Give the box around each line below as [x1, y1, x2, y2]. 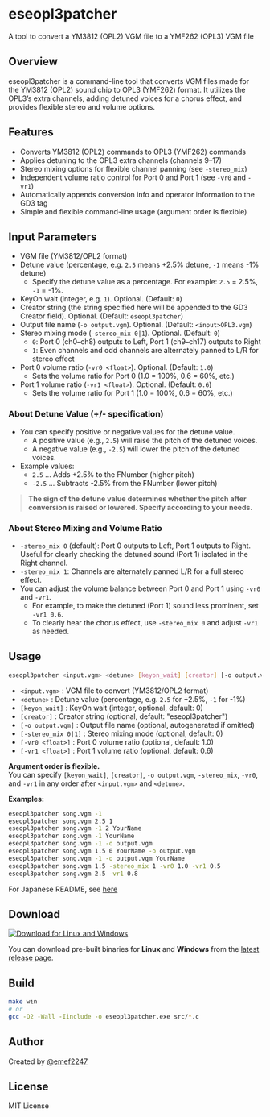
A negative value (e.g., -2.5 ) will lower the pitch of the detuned [31, 444, 240, 454]
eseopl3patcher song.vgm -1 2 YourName [8, 824, 142, 833]
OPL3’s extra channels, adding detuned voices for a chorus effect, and [8, 93, 243, 103]
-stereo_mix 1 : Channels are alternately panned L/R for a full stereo [19, 566, 244, 576]
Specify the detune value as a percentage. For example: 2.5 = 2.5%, [31, 277, 259, 287]
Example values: [19, 461, 75, 471]
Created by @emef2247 [8, 1057, 88, 1066]
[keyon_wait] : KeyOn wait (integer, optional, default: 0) [19, 703, 203, 712]
